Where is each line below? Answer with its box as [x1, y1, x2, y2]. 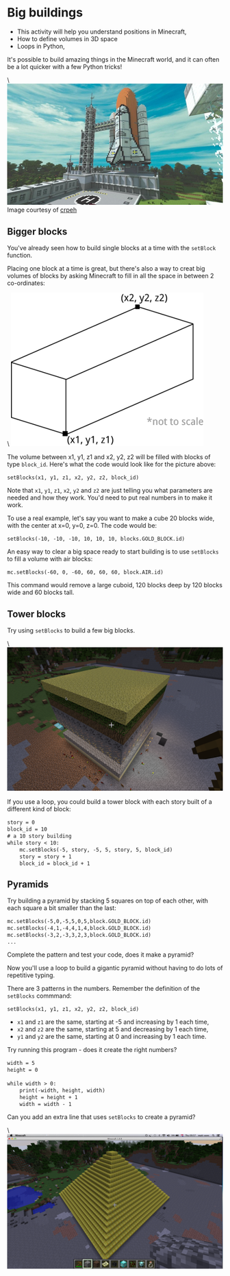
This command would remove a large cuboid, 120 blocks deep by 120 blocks [7, 581, 222, 589]
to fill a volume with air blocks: [7, 555, 93, 563]
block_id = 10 [7, 826, 48, 833]
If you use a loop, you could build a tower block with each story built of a [7, 797, 212, 806]
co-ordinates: [7, 279, 46, 287]
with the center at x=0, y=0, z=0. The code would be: [7, 522, 157, 530]
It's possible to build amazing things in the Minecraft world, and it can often [7, 55, 220, 63]
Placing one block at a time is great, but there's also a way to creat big [7, 265, 205, 273]
